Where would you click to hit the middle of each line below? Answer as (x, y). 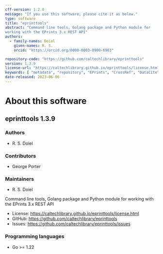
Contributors (21, 156)
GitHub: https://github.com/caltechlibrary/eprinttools (65, 219)
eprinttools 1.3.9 (30, 119)
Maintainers (20, 179)
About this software (46, 101)
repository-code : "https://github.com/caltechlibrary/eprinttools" (75, 59)
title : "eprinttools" (27, 23)
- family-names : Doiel (32, 41)
